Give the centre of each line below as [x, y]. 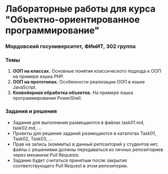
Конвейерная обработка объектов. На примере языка [73, 93]
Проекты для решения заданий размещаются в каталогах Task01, [84, 133]
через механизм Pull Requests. [46, 155]
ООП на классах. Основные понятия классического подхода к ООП [87, 71]
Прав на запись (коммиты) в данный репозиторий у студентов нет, [86, 144]
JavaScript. [25, 88]
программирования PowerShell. [47, 98]
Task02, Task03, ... [33, 138]
